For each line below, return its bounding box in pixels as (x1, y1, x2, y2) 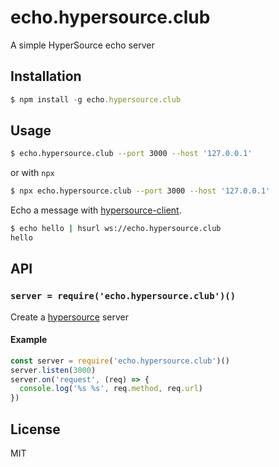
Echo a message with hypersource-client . (10, 204, 182, 216)
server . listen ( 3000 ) (10, 365, 97, 375)
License (10, 421, 61, 438)
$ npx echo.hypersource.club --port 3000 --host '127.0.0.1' (10, 186, 271, 196)
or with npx (10, 167, 55, 179)
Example (10, 334, 48, 346)
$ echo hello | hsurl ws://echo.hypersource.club (10, 224, 222, 234)
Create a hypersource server (10, 311, 130, 323)
